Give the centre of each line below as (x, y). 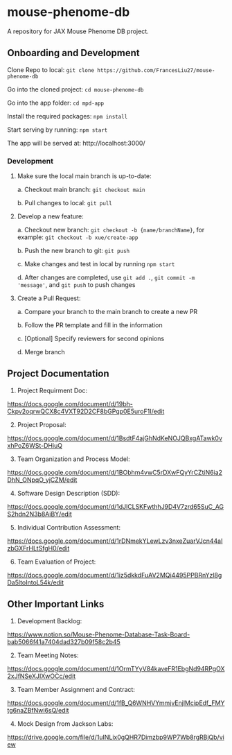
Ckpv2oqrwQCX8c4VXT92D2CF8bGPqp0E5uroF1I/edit (86, 411)
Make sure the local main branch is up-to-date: (84, 176)
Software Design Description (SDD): (68, 493)
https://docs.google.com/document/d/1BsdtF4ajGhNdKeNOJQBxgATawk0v (115, 438)
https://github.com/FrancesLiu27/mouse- (156, 70)
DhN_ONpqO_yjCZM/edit (42, 480)
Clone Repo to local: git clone (51, 69)
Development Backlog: (50, 621)
